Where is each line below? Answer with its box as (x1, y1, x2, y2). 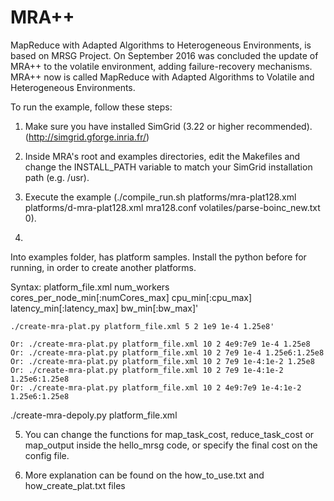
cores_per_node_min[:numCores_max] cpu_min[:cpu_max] (10, 291, 253, 303)
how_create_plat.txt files (24, 479, 126, 491)
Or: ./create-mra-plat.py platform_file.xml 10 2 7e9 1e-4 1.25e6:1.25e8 (10, 347, 325, 358)
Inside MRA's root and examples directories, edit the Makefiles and (24, 150, 301, 162)
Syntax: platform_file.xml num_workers (10, 281, 170, 293)
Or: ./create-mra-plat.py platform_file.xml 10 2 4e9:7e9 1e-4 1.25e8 (10, 339, 311, 349)
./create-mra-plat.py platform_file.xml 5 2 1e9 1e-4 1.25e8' (10, 321, 275, 331)
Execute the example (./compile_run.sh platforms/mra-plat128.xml (24, 191, 297, 203)
